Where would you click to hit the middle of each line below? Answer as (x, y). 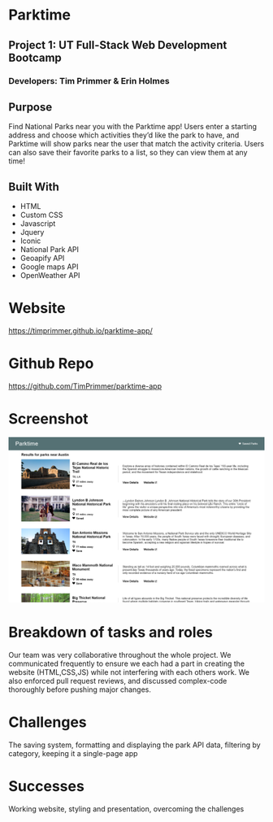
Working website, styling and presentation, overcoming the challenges (126, 809)
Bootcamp (35, 57)
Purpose (30, 107)
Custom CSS (41, 215)
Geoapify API (42, 259)
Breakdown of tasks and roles (111, 633)
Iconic (30, 241)
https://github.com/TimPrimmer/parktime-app (85, 386)
